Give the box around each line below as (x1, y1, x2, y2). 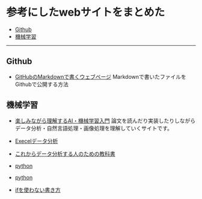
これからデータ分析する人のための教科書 (14, 150, 115, 157)
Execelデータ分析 (14, 137, 58, 144)
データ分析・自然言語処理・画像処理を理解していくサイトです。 (14, 124, 173, 132)
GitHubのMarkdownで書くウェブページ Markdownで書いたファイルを (14, 73, 186, 80)
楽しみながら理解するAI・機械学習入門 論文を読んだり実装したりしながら (14, 117, 196, 124)
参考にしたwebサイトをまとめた (6, 5, 165, 19)
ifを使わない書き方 (14, 186, 61, 193)
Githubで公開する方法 (14, 81, 69, 88)
